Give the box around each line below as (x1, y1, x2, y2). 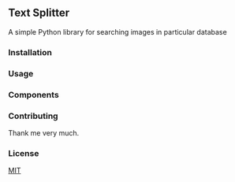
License (8, 147, 39, 158)
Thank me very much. (8, 128, 80, 137)
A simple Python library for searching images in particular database (8, 27, 227, 36)
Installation (8, 46, 53, 58)
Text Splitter (8, 6, 69, 20)
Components (8, 89, 59, 100)
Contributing (8, 110, 58, 121)
